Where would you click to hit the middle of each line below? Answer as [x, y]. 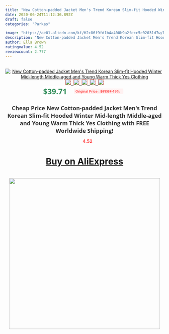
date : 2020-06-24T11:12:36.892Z [39, 15]
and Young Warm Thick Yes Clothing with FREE [84, 123]
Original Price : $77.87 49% [98, 91]
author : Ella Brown [26, 43]
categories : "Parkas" [28, 24]
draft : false [19, 19]
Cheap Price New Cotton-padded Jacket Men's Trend [84, 108]
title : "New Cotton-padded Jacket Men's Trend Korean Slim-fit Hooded [81, 10]
